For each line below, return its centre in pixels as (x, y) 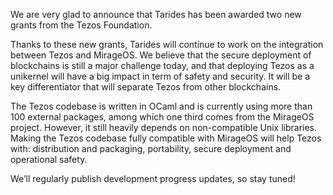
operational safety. (49, 159)
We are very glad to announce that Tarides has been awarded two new (156, 14)
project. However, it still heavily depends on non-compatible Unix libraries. (164, 127)
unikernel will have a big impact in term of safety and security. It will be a (160, 76)
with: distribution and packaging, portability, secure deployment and (151, 148)
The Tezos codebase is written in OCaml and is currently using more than (161, 106)
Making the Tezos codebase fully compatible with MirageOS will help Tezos (166, 138)
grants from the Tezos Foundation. (81, 25)
